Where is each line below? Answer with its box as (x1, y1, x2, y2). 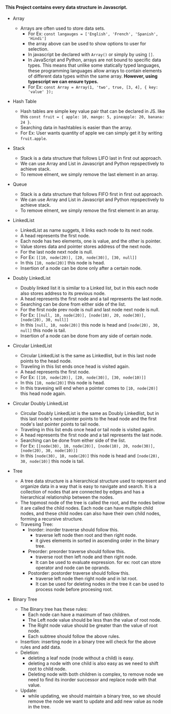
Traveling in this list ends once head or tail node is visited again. (20, 427, 155, 433)
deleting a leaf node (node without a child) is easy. (28, 655, 134, 661)
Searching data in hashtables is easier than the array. (20, 125, 132, 131)
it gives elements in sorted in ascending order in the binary (35, 537, 159, 544)
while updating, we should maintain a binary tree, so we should (28, 693, 161, 699)
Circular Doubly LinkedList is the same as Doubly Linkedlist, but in (20, 410, 159, 416)
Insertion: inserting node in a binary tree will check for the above (20, 638, 157, 645)
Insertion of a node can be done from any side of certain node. (20, 333, 153, 339)
